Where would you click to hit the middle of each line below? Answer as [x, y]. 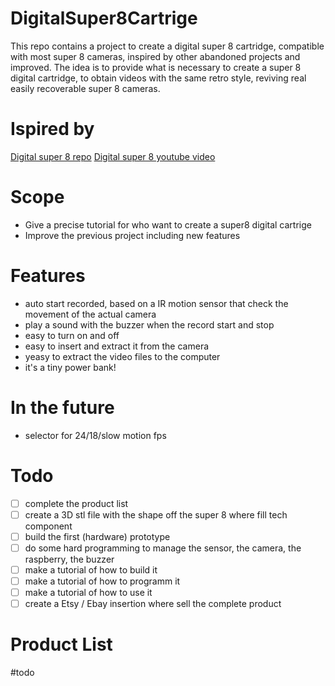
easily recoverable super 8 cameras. [85, 88]
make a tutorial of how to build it [91, 569]
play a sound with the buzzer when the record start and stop [149, 324]
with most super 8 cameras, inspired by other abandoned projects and [155, 56]
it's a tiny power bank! [70, 367]
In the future [62, 407]
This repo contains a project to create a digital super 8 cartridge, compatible [167, 46]
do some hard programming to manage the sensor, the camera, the [163, 548]
